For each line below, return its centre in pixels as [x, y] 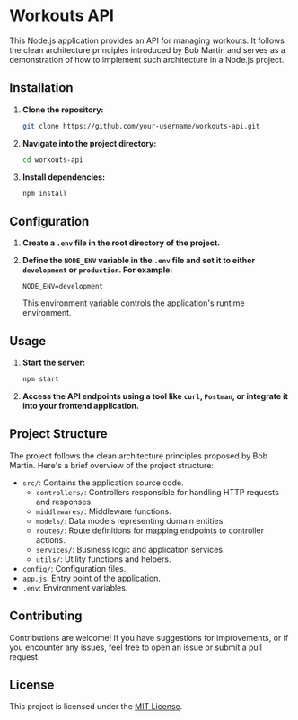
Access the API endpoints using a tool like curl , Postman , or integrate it [155, 396]
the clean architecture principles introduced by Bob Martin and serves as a [147, 49]
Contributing [46, 616]
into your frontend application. [80, 405]
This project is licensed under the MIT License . [96, 707]
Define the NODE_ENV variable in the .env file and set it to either [139, 261]
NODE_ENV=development [62, 287]
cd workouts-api [53, 160]
